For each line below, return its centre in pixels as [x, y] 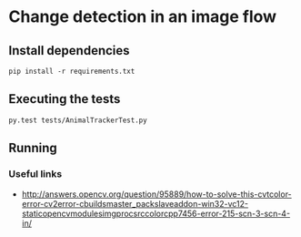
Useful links [35, 174]
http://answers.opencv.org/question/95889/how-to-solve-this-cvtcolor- [156, 194]
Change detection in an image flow [143, 17]
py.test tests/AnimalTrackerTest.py [78, 120]
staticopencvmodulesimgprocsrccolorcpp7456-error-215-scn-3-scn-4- [156, 213]
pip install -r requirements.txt [72, 71]
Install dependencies [69, 51]
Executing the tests [65, 99]
